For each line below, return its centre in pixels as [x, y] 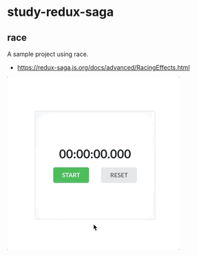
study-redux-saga [61, 12]
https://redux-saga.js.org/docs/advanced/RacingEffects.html [103, 67]
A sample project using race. [48, 54]
